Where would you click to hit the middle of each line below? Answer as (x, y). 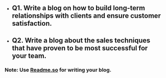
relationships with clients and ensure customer (86, 16)
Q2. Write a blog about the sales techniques (81, 40)
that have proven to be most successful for (80, 48)
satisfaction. (32, 23)
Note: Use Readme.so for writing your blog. (58, 70)
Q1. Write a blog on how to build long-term (78, 8)
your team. (29, 56)
